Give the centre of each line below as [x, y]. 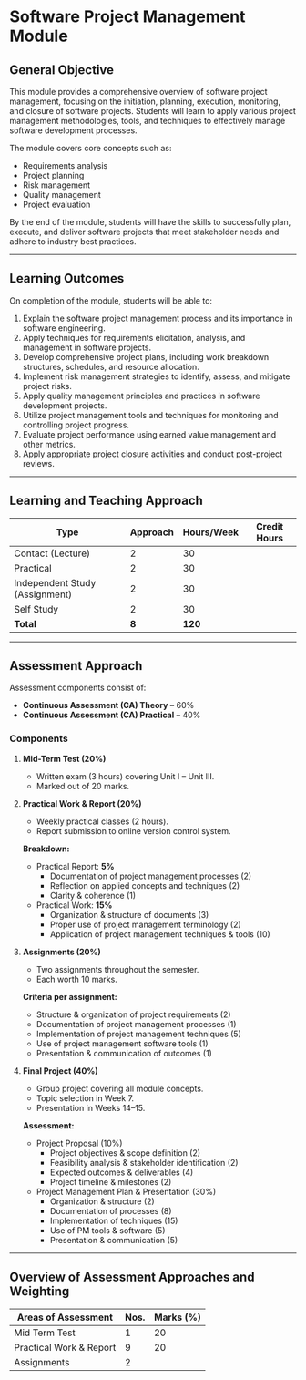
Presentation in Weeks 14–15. [91, 1107]
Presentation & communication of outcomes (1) [124, 1053]
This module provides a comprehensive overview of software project [138, 92]
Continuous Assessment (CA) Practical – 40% [112, 715]
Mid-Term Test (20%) [64, 758]
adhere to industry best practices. [73, 242]
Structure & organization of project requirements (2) [133, 1014]
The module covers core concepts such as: [91, 148]
